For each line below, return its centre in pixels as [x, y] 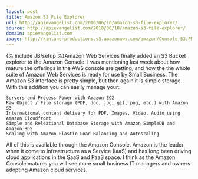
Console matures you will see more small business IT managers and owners [98, 163]
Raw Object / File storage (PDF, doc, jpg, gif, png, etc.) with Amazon [97, 103]
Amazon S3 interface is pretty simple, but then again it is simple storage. [94, 81]
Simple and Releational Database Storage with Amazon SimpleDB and [91, 124]
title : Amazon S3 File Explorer [46, 17]
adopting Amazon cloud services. [47, 170]
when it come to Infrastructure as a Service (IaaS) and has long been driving [99, 151]
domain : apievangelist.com [39, 34]
